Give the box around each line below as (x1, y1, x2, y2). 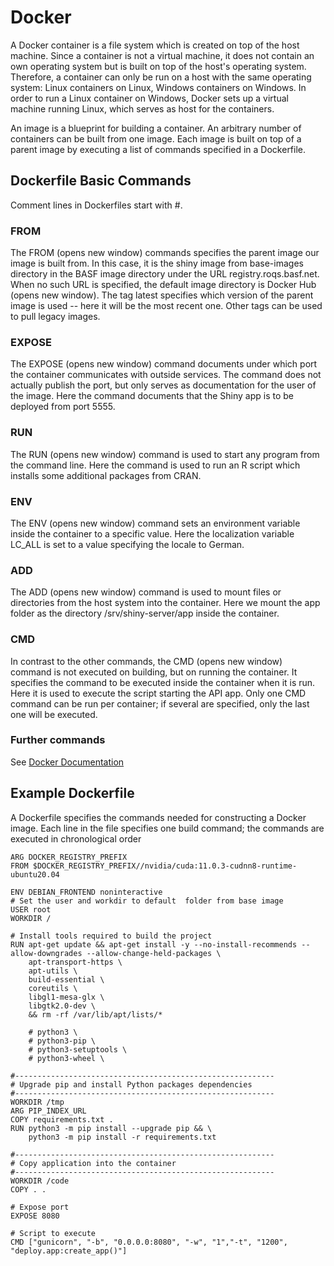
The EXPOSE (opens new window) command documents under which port (10, 358, 318, 370)
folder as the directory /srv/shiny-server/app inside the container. (10, 607, 280, 620)
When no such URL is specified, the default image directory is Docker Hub (10, 279, 317, 291)
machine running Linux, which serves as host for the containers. (10, 102, 275, 115)
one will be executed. (10, 708, 98, 720)
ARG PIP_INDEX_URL (10, 1106, 87, 1116)
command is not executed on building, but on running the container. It (10, 666, 298, 678)
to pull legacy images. (10, 311, 101, 323)
